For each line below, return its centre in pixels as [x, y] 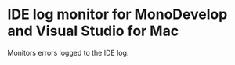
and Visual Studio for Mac [93, 31]
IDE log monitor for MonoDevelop [117, 14]
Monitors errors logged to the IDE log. [68, 52]
